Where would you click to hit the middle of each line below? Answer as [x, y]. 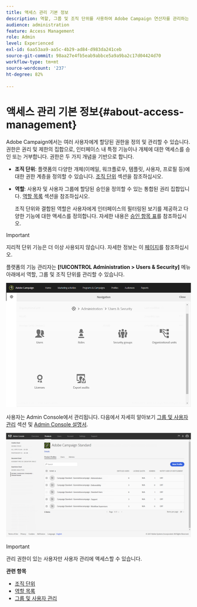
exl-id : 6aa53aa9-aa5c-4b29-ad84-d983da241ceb [64, 50]
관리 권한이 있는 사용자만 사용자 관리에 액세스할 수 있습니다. [74, 559]
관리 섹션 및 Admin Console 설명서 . [47, 424]
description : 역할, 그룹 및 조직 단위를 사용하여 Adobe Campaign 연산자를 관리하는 [98, 18]
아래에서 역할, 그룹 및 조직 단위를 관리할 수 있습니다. [65, 274]
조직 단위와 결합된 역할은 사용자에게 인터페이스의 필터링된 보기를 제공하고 [98, 209]
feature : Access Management [40, 31]
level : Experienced [30, 43]
